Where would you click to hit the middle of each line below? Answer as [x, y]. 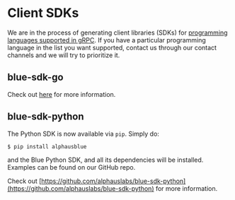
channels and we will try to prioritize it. [64, 55]
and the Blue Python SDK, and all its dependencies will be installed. [105, 160]
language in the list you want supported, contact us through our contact [112, 47]
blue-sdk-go [35, 77]
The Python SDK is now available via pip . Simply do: [83, 134]
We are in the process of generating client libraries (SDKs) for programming [117, 33]
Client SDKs [43, 13]
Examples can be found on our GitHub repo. [71, 167]
